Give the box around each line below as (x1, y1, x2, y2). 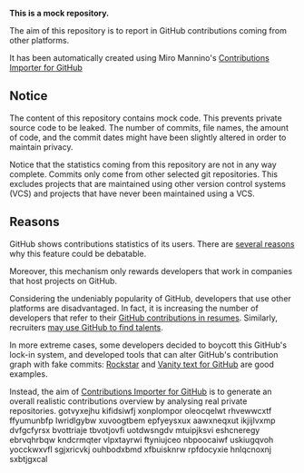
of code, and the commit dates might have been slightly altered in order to (9, 132, 287, 143)
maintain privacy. (9, 141, 74, 153)
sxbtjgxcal (9, 453, 48, 464)
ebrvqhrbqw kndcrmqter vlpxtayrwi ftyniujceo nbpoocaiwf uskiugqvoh (9, 434, 274, 445)
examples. (9, 368, 48, 379)
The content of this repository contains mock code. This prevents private (9, 113, 283, 123)
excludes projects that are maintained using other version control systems (9, 178, 286, 189)
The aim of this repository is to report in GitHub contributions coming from (9, 25, 288, 35)
